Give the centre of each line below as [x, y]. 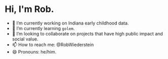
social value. [25, 39]
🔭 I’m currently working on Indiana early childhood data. [70, 23]
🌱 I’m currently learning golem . [43, 28]
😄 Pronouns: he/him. [34, 51]
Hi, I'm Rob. [29, 9]
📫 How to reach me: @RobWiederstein [53, 44]
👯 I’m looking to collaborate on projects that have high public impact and [87, 33]
